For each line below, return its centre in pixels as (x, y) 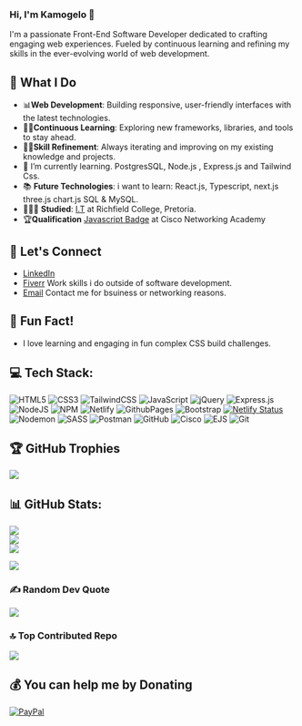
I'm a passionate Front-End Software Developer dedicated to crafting (139, 35)
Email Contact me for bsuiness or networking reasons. (124, 292)
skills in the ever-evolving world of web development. (110, 54)
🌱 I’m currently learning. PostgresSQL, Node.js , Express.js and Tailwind (157, 167)
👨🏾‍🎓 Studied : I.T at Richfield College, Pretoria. (110, 210)
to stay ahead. (49, 138)
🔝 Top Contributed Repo (64, 636)
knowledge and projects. (69, 157)
